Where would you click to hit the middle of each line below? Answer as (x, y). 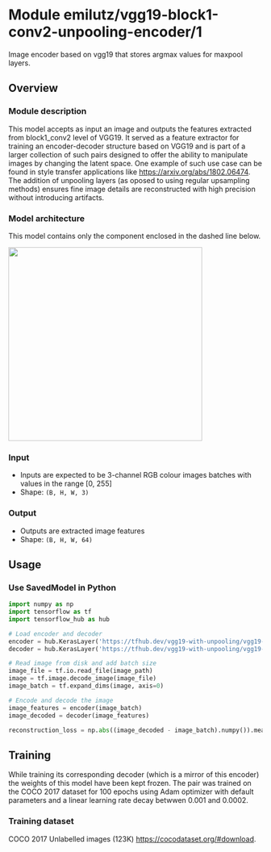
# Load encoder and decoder (56, 634)
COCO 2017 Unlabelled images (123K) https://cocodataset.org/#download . (132, 839)
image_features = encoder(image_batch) (75, 708)
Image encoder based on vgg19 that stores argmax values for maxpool (126, 54)
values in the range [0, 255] (66, 484)
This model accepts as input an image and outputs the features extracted (130, 129)
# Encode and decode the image (61, 700)
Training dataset (41, 821)
